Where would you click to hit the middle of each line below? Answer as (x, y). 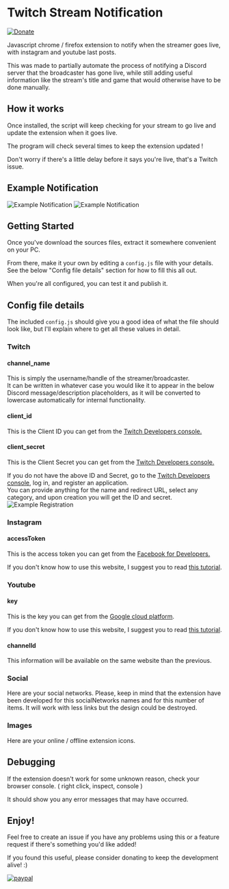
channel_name (28, 363)
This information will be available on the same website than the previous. (109, 661)
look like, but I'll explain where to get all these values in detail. (94, 329)
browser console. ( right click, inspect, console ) (75, 786)
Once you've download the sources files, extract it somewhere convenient (112, 243)
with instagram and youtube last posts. (62, 52)
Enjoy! (21, 820)
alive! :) (17, 865)
